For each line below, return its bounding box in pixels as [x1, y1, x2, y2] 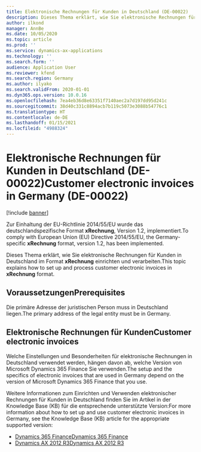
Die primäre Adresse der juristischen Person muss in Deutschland [6, 303, 169, 311]
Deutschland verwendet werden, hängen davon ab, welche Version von [6, 359, 182, 366]
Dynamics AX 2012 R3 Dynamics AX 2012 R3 [14, 439, 124, 446]
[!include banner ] [6, 209, 49, 216]
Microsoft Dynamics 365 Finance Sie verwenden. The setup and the [6, 365, 172, 372]
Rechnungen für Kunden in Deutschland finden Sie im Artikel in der [6, 396, 171, 403]
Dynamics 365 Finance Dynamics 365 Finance [14, 433, 129, 440]
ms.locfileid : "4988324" [6, 126, 68, 132]
